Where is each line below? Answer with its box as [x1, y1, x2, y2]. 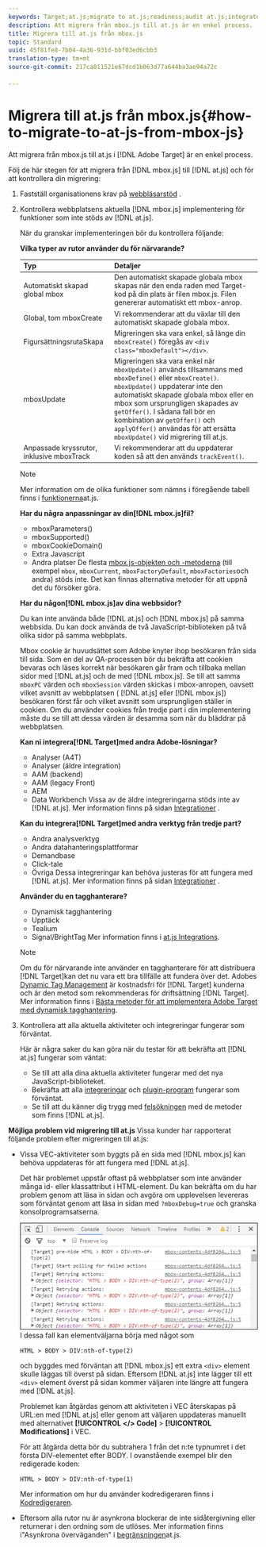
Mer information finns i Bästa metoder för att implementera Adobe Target [19, 996, 258, 1006]
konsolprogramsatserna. [19, 1206, 100, 1216]
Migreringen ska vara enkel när [114, 356, 215, 366]
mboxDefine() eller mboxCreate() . [114, 373, 219, 383]
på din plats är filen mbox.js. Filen [127, 290, 237, 299]
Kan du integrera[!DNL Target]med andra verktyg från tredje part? [19, 818, 241, 828]
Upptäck [31, 915, 60, 925]
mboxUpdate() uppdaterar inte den [114, 382, 223, 391]
